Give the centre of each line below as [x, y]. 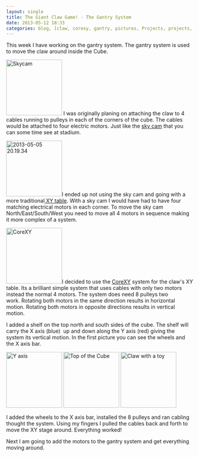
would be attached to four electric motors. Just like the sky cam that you [95, 126]
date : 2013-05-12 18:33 [36, 23]
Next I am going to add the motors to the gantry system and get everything [98, 442]
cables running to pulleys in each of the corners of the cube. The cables [94, 120]
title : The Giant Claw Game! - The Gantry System [69, 17]
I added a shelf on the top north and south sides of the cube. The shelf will [97, 325]
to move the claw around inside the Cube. [57, 52]
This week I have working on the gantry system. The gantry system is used [98, 45]
